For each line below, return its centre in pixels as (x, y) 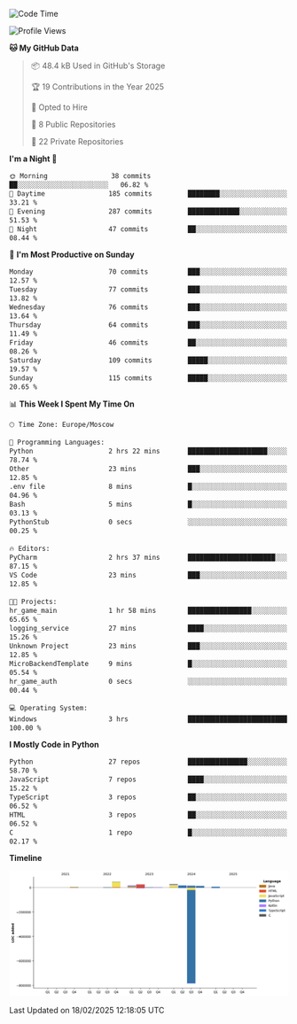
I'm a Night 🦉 (33, 159)
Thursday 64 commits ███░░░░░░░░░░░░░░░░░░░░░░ (148, 325)
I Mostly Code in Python (54, 745)
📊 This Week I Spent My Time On (72, 404)
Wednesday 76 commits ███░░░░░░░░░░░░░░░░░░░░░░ (148, 307)
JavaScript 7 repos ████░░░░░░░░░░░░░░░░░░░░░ (148, 780)
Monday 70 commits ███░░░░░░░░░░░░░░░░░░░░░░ (148, 272)
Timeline (26, 858)
